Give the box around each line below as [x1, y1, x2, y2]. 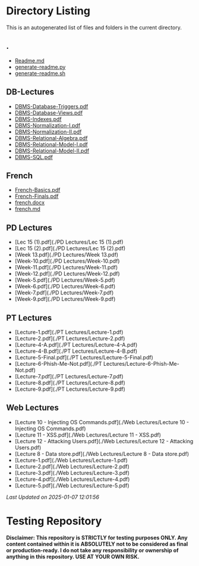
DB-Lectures [6, 87, 55, 97]
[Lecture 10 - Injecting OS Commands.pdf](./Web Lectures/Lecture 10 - [14, 418, 189, 425]
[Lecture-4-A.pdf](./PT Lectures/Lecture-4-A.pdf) [14, 341, 138, 348]
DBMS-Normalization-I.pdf [14, 122, 81, 129]
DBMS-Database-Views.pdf [14, 109, 83, 116]
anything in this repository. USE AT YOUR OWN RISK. [6, 553, 140, 560]
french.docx [14, 199, 45, 206]
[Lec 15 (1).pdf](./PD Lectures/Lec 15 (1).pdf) [14, 238, 124, 245]
